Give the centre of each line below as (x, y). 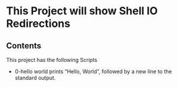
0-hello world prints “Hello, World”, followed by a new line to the (93, 72)
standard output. (35, 78)
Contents (24, 46)
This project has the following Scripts (52, 60)
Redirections (38, 24)
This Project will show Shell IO (82, 11)
